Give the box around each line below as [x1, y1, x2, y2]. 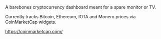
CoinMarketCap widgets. [5, 19, 56, 25]
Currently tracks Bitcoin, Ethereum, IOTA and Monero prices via [5, 14, 136, 19]
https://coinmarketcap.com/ [5, 29, 63, 34]
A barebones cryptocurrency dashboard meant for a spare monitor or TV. [5, 4, 156, 10]
